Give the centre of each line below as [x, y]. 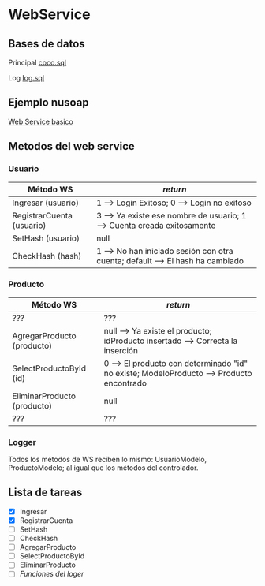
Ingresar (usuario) [45, 203]
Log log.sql [26, 78]
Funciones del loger [52, 574]
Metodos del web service [72, 146]
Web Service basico [41, 121]
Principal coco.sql [37, 62]
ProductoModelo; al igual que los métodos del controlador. [103, 468]
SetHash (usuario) [46, 238]
